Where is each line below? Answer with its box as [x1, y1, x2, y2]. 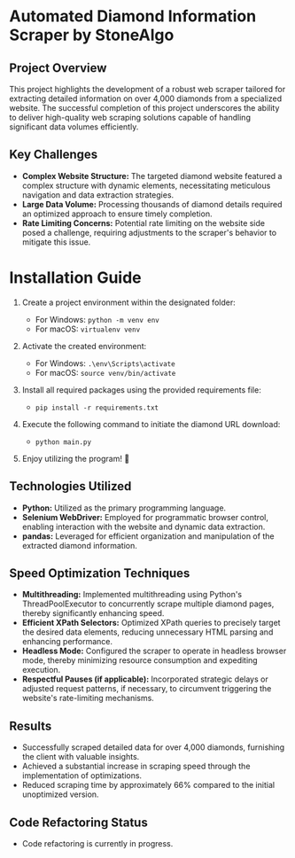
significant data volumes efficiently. [9, 121, 139, 132]
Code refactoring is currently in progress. [21, 838, 174, 848]
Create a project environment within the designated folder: [21, 297, 237, 308]
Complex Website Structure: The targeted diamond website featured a [21, 170, 283, 181]
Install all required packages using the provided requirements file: [21, 384, 261, 395]
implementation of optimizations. [21, 770, 143, 781]
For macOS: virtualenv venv [35, 324, 141, 334]
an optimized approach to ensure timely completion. [21, 208, 213, 219]
